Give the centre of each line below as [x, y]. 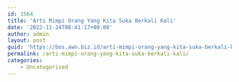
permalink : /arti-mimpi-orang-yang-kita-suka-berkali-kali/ [99, 54]
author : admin [28, 34]
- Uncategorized [44, 67]
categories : [25, 61]
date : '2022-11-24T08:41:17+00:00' [60, 27]
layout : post [27, 41]
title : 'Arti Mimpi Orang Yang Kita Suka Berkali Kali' [92, 21]
